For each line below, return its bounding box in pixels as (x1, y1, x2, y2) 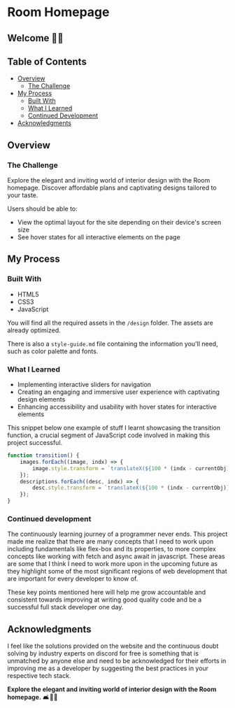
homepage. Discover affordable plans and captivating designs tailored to (7, 183, 217, 192)
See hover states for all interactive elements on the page (17, 233, 180, 241)
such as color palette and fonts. (7, 347, 99, 355)
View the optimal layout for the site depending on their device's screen (17, 218, 222, 227)
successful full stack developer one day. (7, 603, 124, 611)
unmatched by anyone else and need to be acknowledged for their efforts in (7, 657, 227, 665)
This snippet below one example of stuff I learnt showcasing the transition (7, 424, 220, 432)
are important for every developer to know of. (7, 574, 138, 583)
